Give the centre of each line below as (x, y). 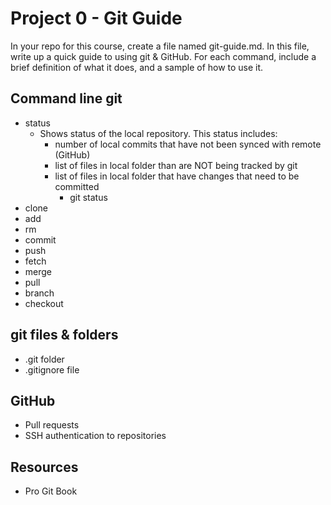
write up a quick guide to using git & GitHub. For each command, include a (163, 56)
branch (39, 293)
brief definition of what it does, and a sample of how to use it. (137, 67)
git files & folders (64, 335)
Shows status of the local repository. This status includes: (158, 133)
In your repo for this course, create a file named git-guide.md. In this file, (160, 46)
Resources (44, 467)
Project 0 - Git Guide (96, 18)
